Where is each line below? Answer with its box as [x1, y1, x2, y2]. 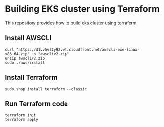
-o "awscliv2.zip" [31, 51, 69, 56]
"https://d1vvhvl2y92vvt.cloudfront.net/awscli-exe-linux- [16, 47, 140, 52]
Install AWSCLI [5, 34, 52, 42]
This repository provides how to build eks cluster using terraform [5, 20, 137, 26]
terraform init [5, 113, 36, 118]
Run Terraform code [5, 99, 68, 108]
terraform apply [5, 117, 38, 122]
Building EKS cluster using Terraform [5, 3, 160, 15]
